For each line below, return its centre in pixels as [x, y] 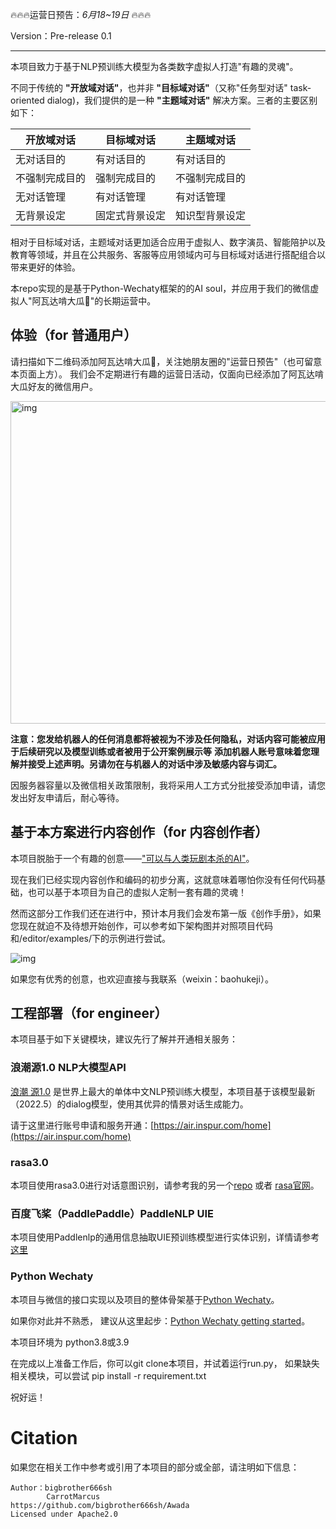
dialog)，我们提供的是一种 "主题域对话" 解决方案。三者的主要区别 [182, 100]
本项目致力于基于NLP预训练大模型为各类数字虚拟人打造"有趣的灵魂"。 [154, 66]
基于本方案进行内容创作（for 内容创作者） [139, 832]
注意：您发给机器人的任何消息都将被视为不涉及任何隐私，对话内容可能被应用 [168, 739]
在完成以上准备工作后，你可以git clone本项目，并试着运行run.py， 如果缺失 [165, 1363]
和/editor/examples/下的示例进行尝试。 [91, 938]
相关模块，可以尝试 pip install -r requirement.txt [108, 1375]
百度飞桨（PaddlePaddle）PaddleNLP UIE [112, 1213]
